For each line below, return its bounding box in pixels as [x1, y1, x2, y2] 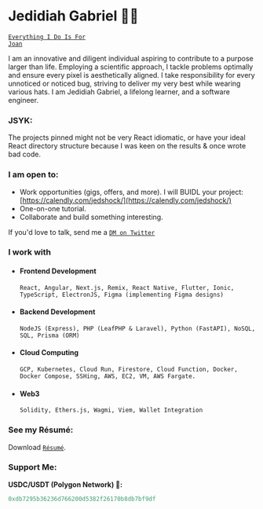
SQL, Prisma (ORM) [19, 331, 80, 339]
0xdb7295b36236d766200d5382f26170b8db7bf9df [8, 495, 156, 503]
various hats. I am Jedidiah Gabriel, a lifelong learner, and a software [8, 86, 230, 97]
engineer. [8, 95, 39, 104]
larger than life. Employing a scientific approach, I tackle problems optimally [8, 62, 254, 71]
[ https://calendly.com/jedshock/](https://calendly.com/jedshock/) [19, 196, 232, 205]
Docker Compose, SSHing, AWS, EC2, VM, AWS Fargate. [19, 372, 196, 380]
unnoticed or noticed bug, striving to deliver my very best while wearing [8, 79, 241, 88]
